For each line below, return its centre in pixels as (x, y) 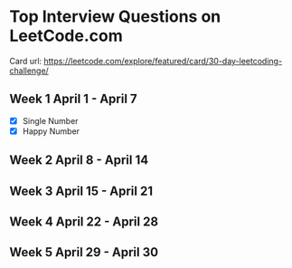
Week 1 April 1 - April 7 (73, 99)
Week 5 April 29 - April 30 (84, 252)
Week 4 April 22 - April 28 (84, 222)
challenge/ (29, 71)
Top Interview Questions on (115, 17)
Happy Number (51, 131)
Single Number (50, 120)
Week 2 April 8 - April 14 (79, 160)
